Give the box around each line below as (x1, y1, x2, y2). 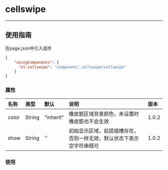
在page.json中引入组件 (5, 45, 52, 51)
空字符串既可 (68, 142, 99, 149)
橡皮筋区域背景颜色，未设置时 (68, 110, 139, 117)
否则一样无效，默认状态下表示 (68, 135, 139, 142)
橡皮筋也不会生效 (68, 118, 109, 125)
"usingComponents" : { (14, 60, 59, 65)
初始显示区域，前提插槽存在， (68, 127, 139, 134)
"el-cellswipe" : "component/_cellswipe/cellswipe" (18, 64, 126, 70)
